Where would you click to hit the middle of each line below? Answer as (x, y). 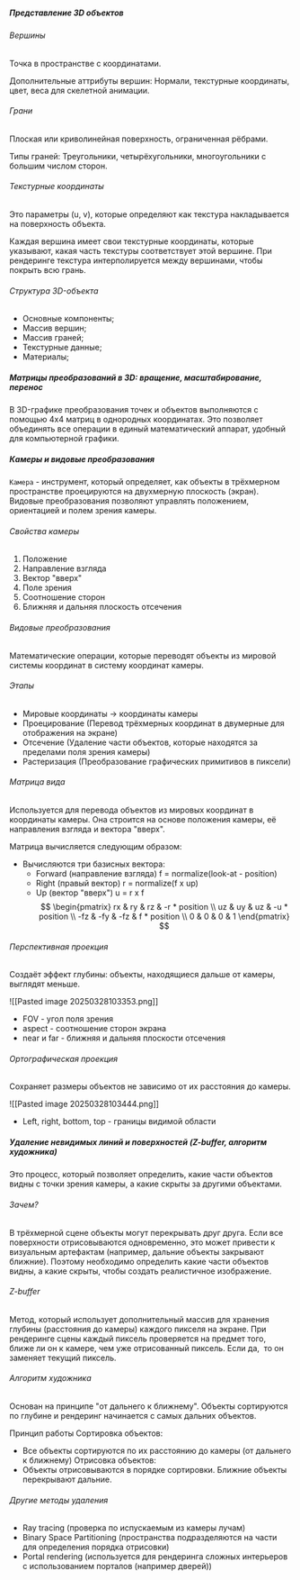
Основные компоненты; (68, 319)
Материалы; (46, 357)
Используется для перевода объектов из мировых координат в (132, 810)
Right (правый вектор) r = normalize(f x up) (117, 883)
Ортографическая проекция (64, 1058)
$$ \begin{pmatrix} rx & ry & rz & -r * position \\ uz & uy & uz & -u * (164, 906)
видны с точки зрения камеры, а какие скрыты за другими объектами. (146, 1184)
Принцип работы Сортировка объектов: (86, 1433)
